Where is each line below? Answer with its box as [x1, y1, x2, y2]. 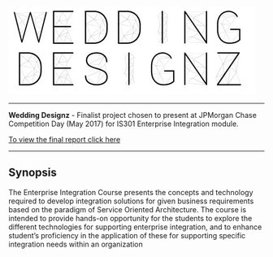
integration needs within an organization [8, 239, 144, 249]
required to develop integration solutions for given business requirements [8, 196, 254, 206]
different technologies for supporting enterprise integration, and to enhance [8, 222, 262, 232]
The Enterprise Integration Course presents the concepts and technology [8, 187, 253, 197]
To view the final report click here [8, 135, 121, 144]
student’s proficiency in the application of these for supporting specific [8, 230, 246, 240]
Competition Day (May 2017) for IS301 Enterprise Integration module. [8, 119, 239, 128]
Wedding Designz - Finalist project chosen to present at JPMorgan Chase [8, 111, 258, 120]
